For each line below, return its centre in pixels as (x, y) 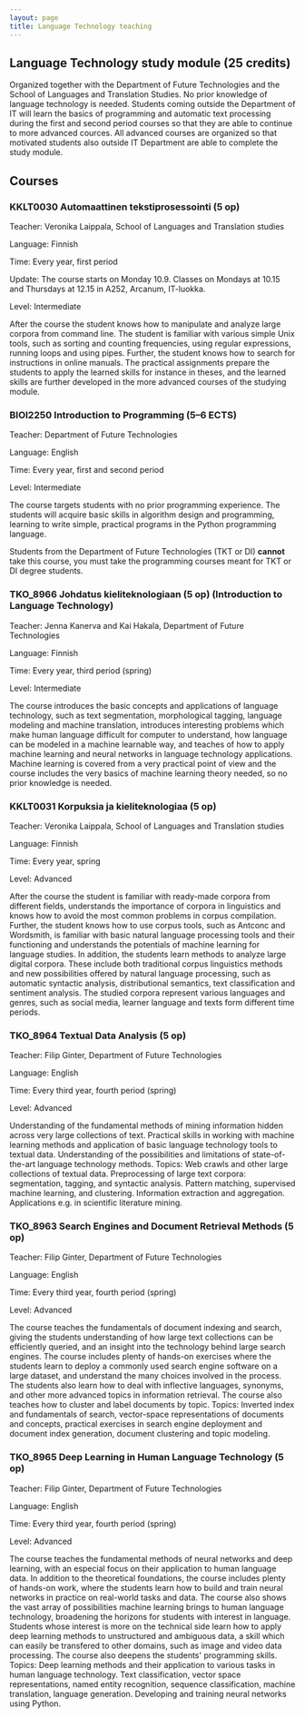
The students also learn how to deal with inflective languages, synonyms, (147, 1386)
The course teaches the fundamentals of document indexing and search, (146, 1328)
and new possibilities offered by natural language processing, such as (140, 973)
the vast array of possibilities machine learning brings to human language (147, 1606)
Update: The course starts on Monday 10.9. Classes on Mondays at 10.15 (145, 279)
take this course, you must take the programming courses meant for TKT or (151, 561)
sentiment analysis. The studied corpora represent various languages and (148, 992)
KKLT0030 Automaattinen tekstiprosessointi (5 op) (125, 207)
